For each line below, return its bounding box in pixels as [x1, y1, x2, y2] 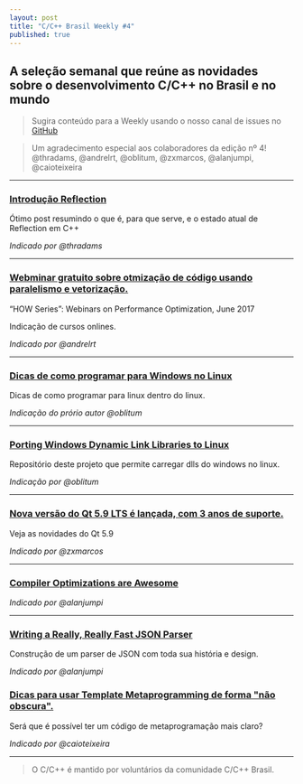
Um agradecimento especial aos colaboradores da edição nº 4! [31, 143, 268, 154]
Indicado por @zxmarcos [9, 546, 104, 556]
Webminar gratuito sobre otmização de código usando [9, 272, 253, 285]
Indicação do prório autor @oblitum [9, 407, 142, 418]
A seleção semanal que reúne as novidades [9, 63, 259, 79]
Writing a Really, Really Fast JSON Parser [9, 628, 193, 640]
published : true [9, 30, 70, 39]
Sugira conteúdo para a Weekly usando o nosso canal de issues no [31, 116, 281, 126]
